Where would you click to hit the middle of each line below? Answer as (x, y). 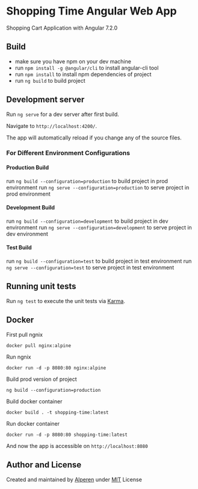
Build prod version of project (42, 379)
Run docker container (33, 423)
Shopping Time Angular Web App (91, 11)
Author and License (44, 465)
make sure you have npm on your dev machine (73, 61)
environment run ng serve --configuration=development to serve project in (99, 227)
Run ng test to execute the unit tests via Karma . (66, 301)
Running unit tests (41, 286)
